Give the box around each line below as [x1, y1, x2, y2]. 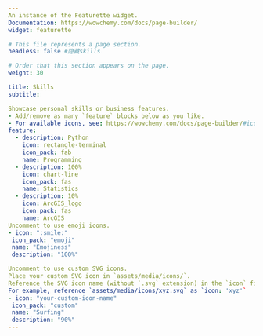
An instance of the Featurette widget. [8, 11, 139, 20]
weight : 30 [8, 69, 44, 77]
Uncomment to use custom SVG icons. [8, 265, 128, 273]
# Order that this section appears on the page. [8, 62, 170, 70]
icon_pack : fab [22, 148, 72, 156]
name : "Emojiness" [11, 243, 72, 251]
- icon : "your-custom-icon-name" [8, 294, 117, 302]
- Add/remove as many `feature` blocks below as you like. [8, 111, 205, 120]
